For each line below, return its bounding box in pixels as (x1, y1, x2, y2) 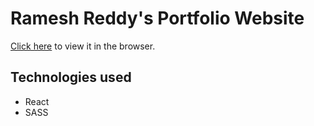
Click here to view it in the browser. (10, 40, 156, 52)
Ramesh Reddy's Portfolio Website (10, 7, 305, 30)
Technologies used (10, 69, 132, 86)
